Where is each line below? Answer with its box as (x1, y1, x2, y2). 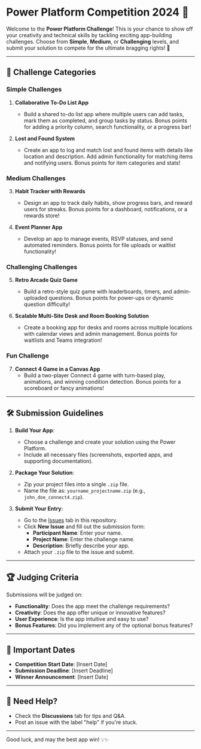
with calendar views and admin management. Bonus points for (23, 330, 178, 338)
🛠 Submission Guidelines (6, 408, 103, 418)
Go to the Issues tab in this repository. (23, 517, 118, 524)
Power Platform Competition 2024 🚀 (6, 5, 190, 19)
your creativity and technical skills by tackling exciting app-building (6, 31, 172, 38)
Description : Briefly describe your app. (32, 542, 130, 550)
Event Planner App (14, 223, 63, 231)
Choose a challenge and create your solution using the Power (23, 438, 176, 445)
